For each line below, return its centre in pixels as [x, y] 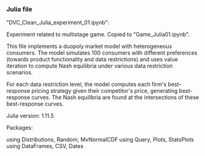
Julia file [19, 9]
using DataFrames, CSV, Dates [45, 146]
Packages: [20, 128]
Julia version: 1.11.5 [30, 116]
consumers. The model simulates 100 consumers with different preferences [102, 53]
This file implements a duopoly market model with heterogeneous [89, 46]
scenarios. [20, 72]
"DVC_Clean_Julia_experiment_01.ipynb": [58, 23]
